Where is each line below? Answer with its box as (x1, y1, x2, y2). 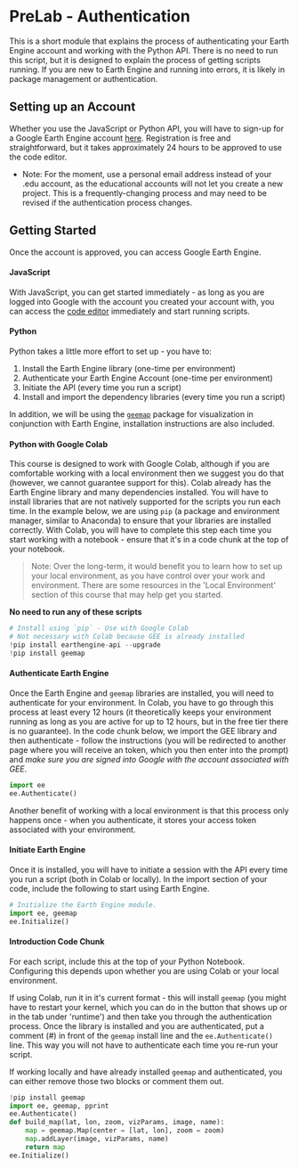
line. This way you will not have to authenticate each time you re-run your (9, 1040, 278, 1050)
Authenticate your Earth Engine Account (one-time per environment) (21, 372, 273, 383)
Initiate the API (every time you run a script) (21, 381, 182, 393)
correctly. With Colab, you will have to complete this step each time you (9, 525, 272, 535)
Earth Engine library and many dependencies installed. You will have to (9, 487, 269, 498)
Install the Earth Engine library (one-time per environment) (21, 363, 236, 373)
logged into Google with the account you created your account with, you (9, 296, 275, 306)
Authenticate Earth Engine (9, 668, 109, 679)
